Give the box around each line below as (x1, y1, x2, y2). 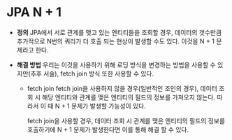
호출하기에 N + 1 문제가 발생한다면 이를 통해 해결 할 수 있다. (27, 125, 189, 134)
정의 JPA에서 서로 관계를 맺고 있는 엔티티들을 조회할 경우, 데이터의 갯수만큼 (16, 28, 222, 36)
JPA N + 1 (6, 4, 62, 20)
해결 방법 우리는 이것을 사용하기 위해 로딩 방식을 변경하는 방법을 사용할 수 (16, 60, 216, 69)
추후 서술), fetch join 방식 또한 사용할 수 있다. (30, 69, 154, 78)
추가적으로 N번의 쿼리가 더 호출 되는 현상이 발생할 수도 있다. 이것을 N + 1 (16, 36, 215, 45)
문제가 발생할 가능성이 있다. (71, 101, 146, 110)
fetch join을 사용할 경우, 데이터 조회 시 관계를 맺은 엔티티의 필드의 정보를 (27, 116, 225, 125)
